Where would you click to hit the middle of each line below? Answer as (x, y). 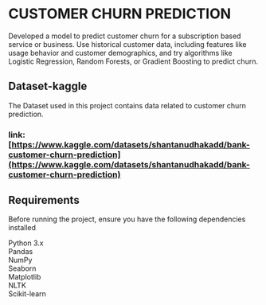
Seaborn (22, 268)
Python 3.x (26, 243)
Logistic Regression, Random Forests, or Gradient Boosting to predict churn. (133, 61)
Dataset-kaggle (48, 86)
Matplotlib (25, 277)
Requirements (44, 200)
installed (22, 228)
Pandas (21, 252)
